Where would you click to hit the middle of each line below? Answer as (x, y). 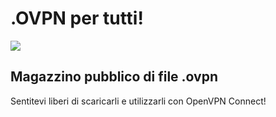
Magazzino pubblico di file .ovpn (114, 77)
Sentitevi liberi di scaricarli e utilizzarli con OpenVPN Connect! (138, 101)
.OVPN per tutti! (77, 18)
